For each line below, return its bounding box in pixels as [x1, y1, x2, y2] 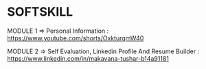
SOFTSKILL [7, 4, 73, 20]
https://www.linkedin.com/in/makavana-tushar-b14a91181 [7, 54, 170, 62]
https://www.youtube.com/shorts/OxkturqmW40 [7, 33, 144, 42]
